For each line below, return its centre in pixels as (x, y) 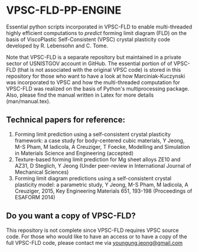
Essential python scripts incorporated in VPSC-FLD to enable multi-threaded (99, 27)
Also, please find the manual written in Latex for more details (80, 95)
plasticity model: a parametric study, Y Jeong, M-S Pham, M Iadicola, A (101, 184)
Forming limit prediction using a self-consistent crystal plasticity (93, 134)
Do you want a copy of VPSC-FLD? (71, 216)
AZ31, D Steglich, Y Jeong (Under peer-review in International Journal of (103, 165)
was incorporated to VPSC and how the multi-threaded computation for (93, 82)
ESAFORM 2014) (35, 197)
